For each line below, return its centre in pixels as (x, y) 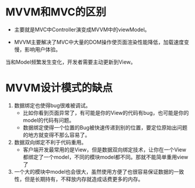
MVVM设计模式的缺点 (59, 88)
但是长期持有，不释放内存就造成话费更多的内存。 (84, 179)
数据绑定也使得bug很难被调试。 (52, 105)
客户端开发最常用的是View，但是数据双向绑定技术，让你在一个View (105, 149)
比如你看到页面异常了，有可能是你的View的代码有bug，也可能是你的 (106, 113)
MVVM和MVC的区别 (56, 12)
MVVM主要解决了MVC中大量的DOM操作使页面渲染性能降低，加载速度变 (102, 42)
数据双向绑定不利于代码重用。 (50, 142)
